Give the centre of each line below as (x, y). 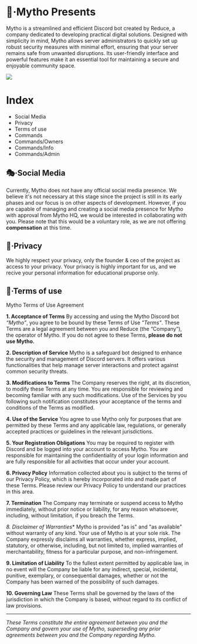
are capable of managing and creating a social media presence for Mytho (95, 209)
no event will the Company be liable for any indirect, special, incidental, (92, 570)
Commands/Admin (37, 154)
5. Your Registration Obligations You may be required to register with (90, 443)
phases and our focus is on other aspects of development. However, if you (96, 202)
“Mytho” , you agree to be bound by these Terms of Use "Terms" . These (93, 323)
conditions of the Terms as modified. (50, 408)
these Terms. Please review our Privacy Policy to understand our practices (96, 486)
